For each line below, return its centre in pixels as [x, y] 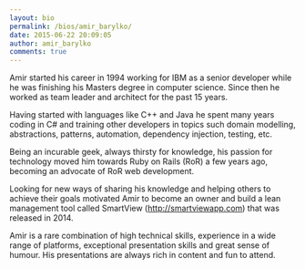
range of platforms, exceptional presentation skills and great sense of [140, 245]
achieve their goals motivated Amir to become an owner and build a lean [145, 199]
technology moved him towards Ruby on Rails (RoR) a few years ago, [139, 161]
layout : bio [32, 18]
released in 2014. [42, 218]
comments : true [38, 52]
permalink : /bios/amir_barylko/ [71, 26]
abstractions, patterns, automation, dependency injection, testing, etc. [141, 134]
